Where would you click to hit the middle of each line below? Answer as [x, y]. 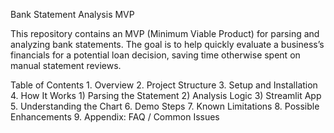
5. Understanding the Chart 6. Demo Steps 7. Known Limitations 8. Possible [165, 106]
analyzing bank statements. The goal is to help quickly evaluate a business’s [167, 44]
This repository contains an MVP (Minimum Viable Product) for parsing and [165, 33]
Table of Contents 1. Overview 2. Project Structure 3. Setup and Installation [164, 85]
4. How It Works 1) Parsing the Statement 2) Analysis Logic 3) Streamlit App [166, 95]
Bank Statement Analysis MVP [72, 14]
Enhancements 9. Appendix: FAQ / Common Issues [115, 117]
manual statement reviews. [66, 65]
